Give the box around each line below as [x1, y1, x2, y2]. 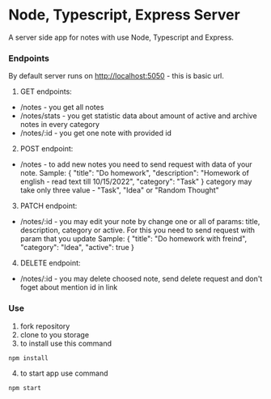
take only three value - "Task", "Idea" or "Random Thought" [19, 185, 220, 195]
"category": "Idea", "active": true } [19, 243, 135, 253]
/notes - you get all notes [19, 103, 104, 112]
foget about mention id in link [19, 282, 118, 292]
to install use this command [19, 338, 112, 348]
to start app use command [19, 368, 108, 378]
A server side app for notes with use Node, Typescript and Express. [8, 32, 235, 42]
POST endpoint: [19, 144, 74, 154]
